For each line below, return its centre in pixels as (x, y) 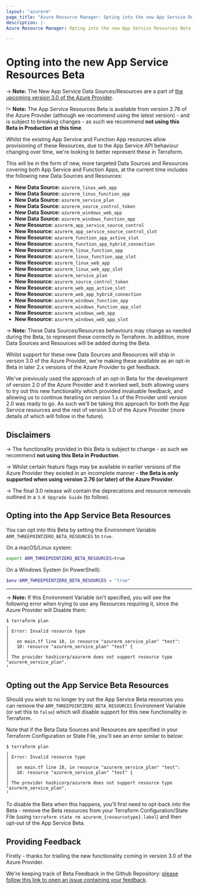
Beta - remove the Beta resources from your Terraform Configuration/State (97, 810)
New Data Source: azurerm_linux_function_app (72, 194)
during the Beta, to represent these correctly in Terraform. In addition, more (98, 337)
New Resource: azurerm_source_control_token (71, 282)
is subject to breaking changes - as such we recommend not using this (93, 122)
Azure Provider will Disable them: (46, 610)
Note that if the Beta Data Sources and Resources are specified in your (92, 730)
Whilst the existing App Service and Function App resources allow (86, 139)
